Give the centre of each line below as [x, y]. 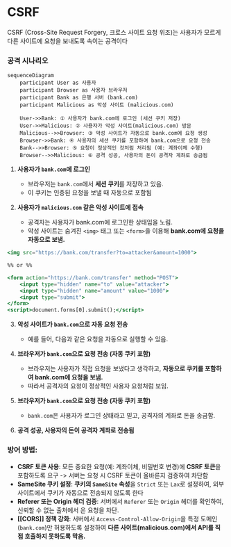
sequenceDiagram [31, 76]
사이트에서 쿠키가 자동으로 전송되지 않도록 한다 [80, 492]
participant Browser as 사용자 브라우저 [74, 90]
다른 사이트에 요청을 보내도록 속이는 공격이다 [68, 41]
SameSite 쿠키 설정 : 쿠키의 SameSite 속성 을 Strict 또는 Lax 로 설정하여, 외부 [120, 484]
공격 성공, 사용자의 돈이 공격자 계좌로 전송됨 [76, 430]
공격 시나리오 [28, 60]
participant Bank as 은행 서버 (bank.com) [79, 98]
